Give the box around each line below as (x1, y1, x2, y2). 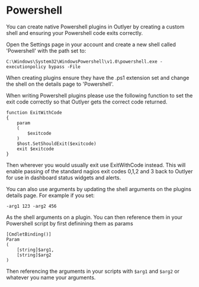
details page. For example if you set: (6, 192, 95, 199)
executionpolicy (6, 63, 46, 70)
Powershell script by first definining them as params (6, 220, 133, 227)
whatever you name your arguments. (6, 273, 96, 281)
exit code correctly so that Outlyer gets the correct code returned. (6, 98, 168, 105)
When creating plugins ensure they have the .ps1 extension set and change (6, 74, 190, 81)
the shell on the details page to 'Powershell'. (6, 80, 114, 88)
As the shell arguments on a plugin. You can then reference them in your (6, 214, 183, 221)
